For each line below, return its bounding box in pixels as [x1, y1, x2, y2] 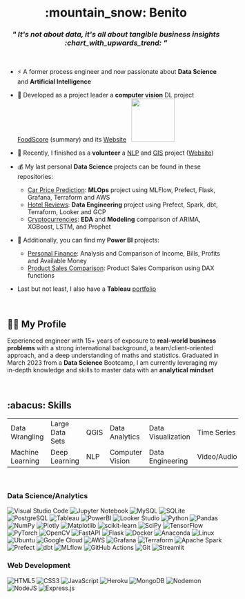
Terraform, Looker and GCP [27, 208, 106, 216]
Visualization [148, 432, 191, 441]
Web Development [7, 561, 71, 571]
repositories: [17, 173, 53, 181]
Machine [10, 448, 39, 457]
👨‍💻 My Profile [7, 318, 67, 330]
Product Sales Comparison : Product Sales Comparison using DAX [27, 264, 215, 272]
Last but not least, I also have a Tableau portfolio [17, 285, 157, 293]
